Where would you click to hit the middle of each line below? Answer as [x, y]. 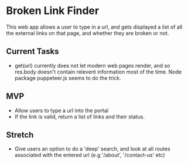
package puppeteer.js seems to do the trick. [68, 78]
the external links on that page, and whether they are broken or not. [88, 33]
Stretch [20, 135]
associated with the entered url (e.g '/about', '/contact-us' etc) [90, 155]
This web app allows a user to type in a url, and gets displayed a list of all [94, 27]
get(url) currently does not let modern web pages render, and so [92, 65]
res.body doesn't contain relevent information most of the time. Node [98, 72]
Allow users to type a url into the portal [61, 110]
